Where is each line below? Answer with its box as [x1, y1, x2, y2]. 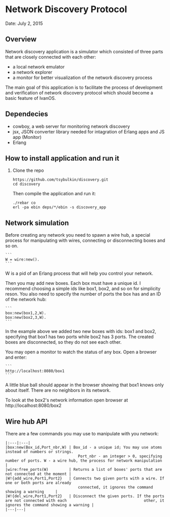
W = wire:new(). [5, 257, 40, 262]
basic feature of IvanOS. [5, 95, 56, 101]
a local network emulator [12, 63, 65, 69]
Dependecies [5, 110, 48, 119]
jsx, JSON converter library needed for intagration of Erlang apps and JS [12, 128, 165, 135]
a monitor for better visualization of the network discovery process [12, 75, 153, 81]
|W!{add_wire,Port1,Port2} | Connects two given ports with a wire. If [5, 476, 165, 481]
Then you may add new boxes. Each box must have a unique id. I [5, 280, 141, 286]
